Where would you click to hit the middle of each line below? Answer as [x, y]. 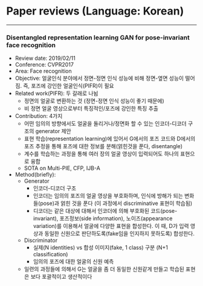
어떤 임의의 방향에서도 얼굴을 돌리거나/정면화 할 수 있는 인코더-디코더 [105, 124]
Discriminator [41, 241]
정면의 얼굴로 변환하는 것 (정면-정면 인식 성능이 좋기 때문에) [94, 101]
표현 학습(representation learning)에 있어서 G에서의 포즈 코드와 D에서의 [110, 139]
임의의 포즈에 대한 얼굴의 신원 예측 [73, 262]
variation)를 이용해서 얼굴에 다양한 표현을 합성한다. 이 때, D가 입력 [111, 226]
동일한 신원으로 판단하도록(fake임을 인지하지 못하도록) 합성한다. [120, 233]
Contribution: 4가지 [39, 116]
